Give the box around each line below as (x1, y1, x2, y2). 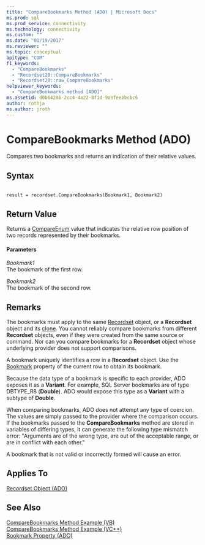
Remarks (6, 302, 42, 312)
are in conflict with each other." (6, 439, 85, 446)
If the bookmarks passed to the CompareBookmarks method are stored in (6, 419, 194, 427)
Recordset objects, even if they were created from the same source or (6, 331, 184, 339)
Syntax (6, 170, 34, 181)
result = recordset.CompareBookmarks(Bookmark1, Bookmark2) (6, 192, 163, 198)
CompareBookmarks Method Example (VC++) (6, 525, 122, 533)
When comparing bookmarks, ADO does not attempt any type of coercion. (6, 406, 194, 414)
